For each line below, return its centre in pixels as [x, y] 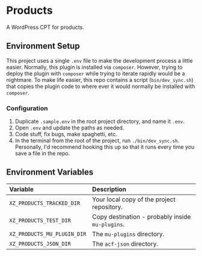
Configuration [27, 108]
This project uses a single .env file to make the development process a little [100, 60]
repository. [108, 207]
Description [109, 189]
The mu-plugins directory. [128, 234]
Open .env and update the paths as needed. [69, 128]
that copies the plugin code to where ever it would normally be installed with [101, 86]
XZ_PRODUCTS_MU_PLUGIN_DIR [48, 234]
